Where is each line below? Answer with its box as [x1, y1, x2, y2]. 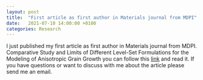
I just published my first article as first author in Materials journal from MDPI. [6, 42, 198, 50]
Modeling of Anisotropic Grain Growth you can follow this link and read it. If [6, 55, 194, 62]
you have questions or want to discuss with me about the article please [6, 62, 185, 69]
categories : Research [6, 25, 61, 32]
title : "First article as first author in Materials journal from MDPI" [6, 15, 198, 21]
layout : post [6, 8, 40, 15]
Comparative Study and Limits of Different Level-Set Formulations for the [6, 49, 190, 56]
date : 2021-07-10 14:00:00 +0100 [6, 20, 97, 26]
